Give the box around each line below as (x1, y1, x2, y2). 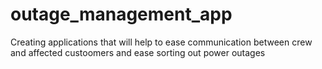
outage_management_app (10, 3, 233, 26)
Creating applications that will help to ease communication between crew (10, 36, 313, 48)
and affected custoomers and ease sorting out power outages (10, 46, 266, 58)
